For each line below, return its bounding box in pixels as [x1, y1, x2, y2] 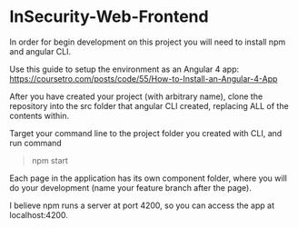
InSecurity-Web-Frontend [9, 6, 209, 27]
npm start [31, 154, 68, 165]
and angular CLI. [9, 45, 72, 56]
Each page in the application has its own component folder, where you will [9, 173, 288, 183]
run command [9, 137, 62, 148]
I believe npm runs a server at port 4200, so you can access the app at [9, 200, 275, 211]
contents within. [9, 110, 70, 121]
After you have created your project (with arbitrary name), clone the [9, 91, 263, 102]
